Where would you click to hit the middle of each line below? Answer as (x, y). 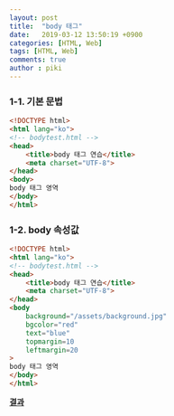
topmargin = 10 (50, 341)
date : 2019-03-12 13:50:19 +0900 (76, 34)
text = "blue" (48, 333)
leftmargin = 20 (52, 350)
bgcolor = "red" (52, 325)
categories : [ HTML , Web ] (56, 43)
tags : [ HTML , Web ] (44, 52)
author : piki (36, 69)
